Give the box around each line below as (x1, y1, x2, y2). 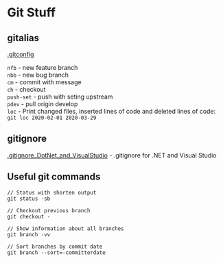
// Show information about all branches (7, 225, 125, 232)
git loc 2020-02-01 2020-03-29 (7, 114, 97, 121)
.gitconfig (7, 50, 34, 58)
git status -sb (7, 195, 51, 202)
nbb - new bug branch (7, 71, 69, 79)
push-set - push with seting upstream (7, 92, 113, 101)
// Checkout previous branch (7, 207, 91, 214)
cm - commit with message (7, 78, 82, 86)
